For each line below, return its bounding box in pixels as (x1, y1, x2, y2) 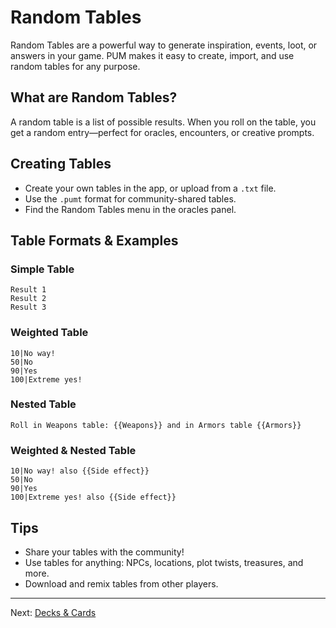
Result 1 (10, 285, 47, 295)
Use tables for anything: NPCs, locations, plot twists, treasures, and (24, 556, 304, 568)
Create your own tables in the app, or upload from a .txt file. (24, 182, 277, 194)
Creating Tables (10, 156, 112, 173)
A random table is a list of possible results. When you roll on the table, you (10, 116, 317, 128)
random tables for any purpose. (10, 60, 141, 72)
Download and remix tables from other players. (24, 577, 219, 590)
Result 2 (10, 294, 47, 304)
